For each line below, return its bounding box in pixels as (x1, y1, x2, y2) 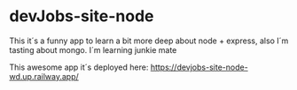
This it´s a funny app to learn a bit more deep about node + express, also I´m (9, 35, 289, 46)
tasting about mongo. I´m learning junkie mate (9, 44, 177, 55)
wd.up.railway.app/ (9, 71, 80, 81)
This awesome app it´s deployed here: (9, 62, 149, 72)
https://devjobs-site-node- (150, 62, 248, 72)
